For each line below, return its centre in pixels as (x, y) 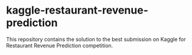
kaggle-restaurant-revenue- (77, 10)
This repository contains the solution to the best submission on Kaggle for (96, 39)
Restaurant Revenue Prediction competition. (60, 46)
